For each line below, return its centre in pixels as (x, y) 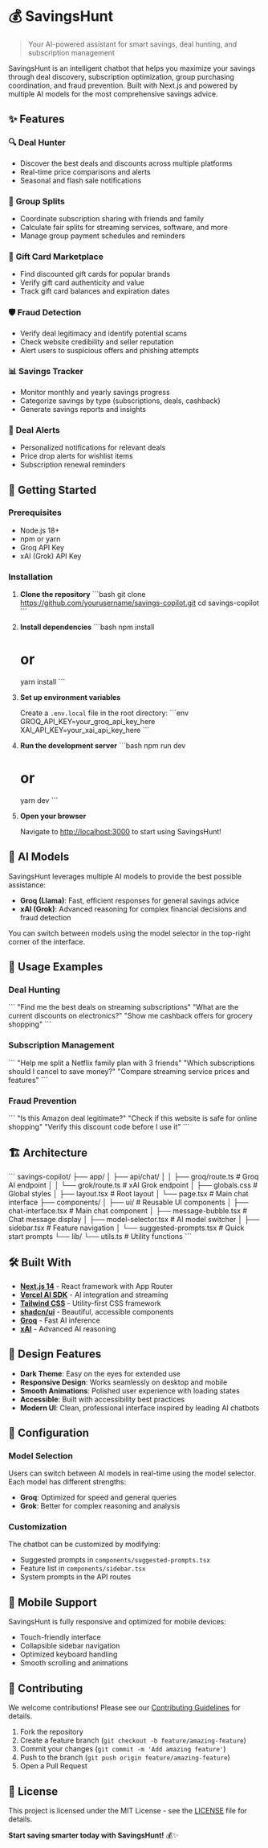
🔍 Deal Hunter (37, 142)
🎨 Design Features (55, 1354)
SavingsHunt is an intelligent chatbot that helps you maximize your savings (132, 68)
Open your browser (53, 816)
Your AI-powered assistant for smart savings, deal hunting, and (132, 44)
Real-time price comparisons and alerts (85, 171)
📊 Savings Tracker (46, 372)
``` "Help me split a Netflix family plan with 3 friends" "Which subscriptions (132, 1063)
